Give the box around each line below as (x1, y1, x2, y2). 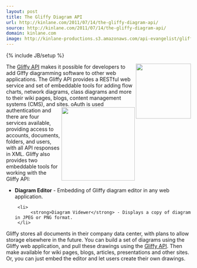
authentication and (6, 107, 52, 114)
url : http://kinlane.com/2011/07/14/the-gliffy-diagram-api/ (6, 19, 159, 25)
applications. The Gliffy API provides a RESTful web (6, 76, 131, 83)
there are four (6, 113, 39, 120)
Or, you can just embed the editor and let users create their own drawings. (6, 255, 186, 262)
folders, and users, (6, 138, 52, 145)
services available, (6, 120, 51, 126)
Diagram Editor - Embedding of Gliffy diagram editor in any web (14, 187, 170, 194)
